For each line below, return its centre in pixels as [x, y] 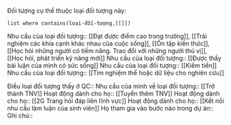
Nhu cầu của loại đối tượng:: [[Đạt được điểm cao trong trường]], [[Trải [107, 36]
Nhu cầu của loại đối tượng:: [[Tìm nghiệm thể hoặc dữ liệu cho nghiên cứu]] [116, 73]
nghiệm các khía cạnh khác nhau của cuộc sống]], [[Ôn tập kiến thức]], [109, 44]
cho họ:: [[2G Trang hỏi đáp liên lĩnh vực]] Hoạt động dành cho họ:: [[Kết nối [115, 101]
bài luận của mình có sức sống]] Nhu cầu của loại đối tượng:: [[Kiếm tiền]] [112, 65]
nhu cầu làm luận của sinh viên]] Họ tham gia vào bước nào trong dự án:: [110, 108]
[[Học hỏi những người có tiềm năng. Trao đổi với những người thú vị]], [107, 51]
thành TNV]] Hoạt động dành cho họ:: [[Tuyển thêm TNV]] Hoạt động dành [114, 94]
